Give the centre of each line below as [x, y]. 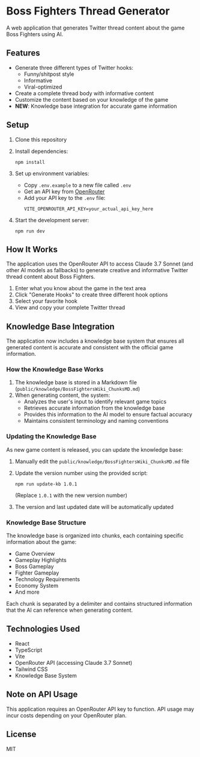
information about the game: [41, 542]
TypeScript [29, 650]
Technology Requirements [47, 579]
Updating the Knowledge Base [52, 437]
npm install [30, 162]
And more [27, 592]
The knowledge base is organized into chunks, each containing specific [95, 536]
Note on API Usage [42, 695]
